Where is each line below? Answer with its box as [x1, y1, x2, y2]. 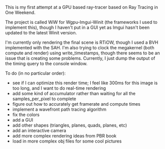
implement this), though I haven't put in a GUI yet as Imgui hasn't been [5, 24, 150, 30]
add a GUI [12, 117, 33, 123]
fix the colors [12, 112, 40, 118]
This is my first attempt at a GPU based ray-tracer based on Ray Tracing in [5, 4, 158, 10]
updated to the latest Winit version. [5, 30, 77, 35]
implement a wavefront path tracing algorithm [12, 107, 107, 112]
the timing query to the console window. [5, 61, 88, 66]
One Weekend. [5, 9, 36, 15]
